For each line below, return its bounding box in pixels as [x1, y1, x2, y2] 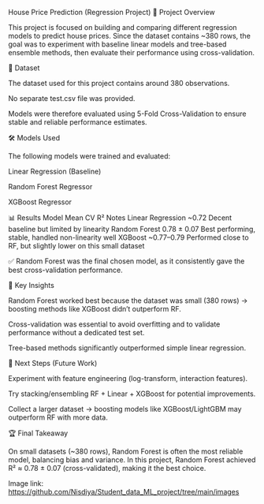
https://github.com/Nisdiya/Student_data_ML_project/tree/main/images [8, 487, 240, 496]
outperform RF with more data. [8, 413, 108, 422]
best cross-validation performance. [8, 265, 124, 274]
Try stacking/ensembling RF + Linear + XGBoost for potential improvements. [8, 389, 256, 398]
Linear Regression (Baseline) [8, 166, 102, 176]
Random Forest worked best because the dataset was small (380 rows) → [8, 296, 248, 305]
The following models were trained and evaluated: [8, 151, 171, 161]
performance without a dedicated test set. [8, 328, 145, 337]
